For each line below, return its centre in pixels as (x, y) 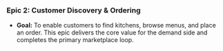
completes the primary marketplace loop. (75, 40)
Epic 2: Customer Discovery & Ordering (74, 10)
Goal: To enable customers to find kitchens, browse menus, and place (116, 25)
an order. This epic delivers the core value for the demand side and (112, 32)
